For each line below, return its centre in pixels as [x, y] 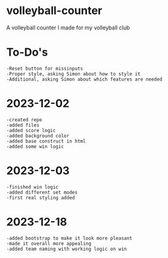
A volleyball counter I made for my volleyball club [68, 28]
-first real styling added [41, 197]
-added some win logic [35, 146]
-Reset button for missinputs [45, 68]
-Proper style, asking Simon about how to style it [73, 74]
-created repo [24, 120]
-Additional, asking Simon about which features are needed [85, 79]
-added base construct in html [46, 141]
